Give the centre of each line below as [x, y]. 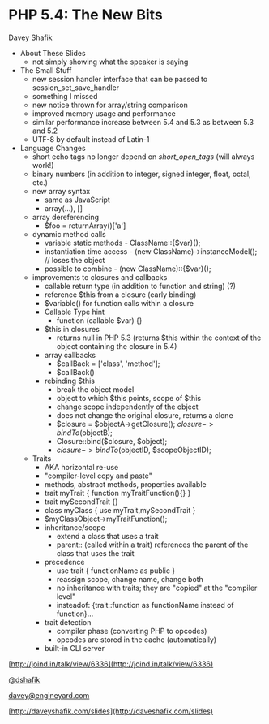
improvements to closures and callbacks [100, 277]
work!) [43, 165]
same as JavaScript [77, 200]
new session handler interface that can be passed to [120, 79]
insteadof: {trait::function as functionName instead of [145, 605]
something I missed [65, 96]
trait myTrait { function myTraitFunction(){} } [117, 493]
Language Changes [53, 148]
